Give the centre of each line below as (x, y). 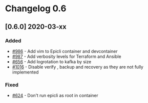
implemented (25, 72)
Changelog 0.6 (36, 9)
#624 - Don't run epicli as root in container (55, 96)
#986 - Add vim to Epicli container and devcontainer (65, 51)
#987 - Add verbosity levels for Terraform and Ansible (66, 56)
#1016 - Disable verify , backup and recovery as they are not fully (78, 67)
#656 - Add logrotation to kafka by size (52, 61)
